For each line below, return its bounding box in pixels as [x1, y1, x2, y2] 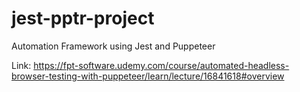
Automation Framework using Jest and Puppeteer [11, 40, 216, 52]
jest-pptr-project [11, 7, 155, 30]
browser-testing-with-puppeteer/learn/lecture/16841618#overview [11, 70, 285, 82]
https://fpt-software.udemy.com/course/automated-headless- [33, 59, 290, 71]
